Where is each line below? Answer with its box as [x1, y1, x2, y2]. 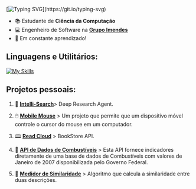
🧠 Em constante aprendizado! [14, 35, 87, 41]
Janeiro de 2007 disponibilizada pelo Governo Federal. [14, 158, 149, 165]
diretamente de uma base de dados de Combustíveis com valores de [14, 152, 182, 159]
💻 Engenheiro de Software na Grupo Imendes [14, 27, 128, 33]
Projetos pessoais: [6, 84, 76, 94]
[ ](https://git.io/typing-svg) [6, 6, 106, 12]
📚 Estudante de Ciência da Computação [14, 18, 116, 24]
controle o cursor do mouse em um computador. [14, 120, 133, 128]
